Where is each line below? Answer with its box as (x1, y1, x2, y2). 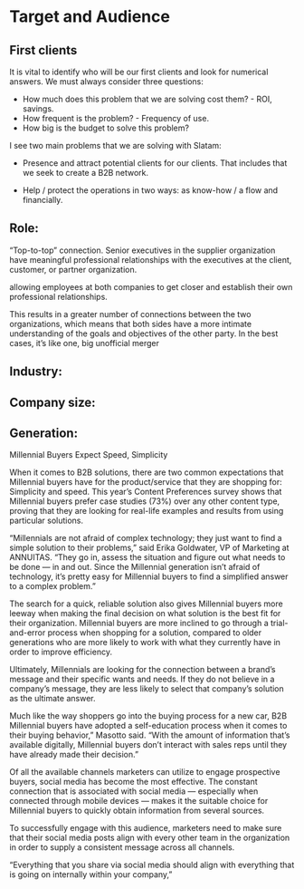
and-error (9, 627, 46, 638)
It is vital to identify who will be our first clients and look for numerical (9, 66, 269, 77)
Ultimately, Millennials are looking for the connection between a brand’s (9, 664, 276, 675)
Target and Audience (9, 6, 170, 27)
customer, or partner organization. (9, 264, 138, 275)
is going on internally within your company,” (9, 869, 173, 880)
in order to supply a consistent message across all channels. (9, 842, 235, 853)
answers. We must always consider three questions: (9, 76, 204, 87)
